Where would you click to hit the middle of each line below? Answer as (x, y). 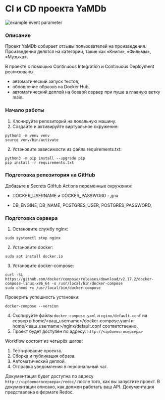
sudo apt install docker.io (34, 257)
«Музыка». (17, 57)
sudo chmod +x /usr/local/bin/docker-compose (53, 288)
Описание (18, 35)
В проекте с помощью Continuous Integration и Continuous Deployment (80, 67)
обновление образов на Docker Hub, (51, 87)
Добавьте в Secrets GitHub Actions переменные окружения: (69, 186)
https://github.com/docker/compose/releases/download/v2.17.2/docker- (80, 279)
